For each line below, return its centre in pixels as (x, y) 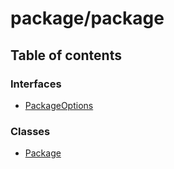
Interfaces (36, 84)
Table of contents (66, 55)
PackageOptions (59, 105)
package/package (87, 18)
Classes (30, 131)
